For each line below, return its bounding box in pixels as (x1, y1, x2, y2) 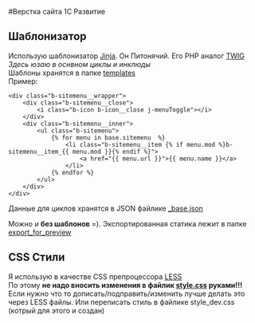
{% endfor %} (50, 168, 94, 176)
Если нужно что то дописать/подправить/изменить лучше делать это (8, 289, 245, 298)
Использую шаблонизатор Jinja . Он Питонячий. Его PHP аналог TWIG (8, 51, 245, 61)
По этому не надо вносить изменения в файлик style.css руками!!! (8, 280, 243, 290)
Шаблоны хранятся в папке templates (8, 68, 135, 77)
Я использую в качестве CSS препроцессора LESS (8, 271, 182, 282)
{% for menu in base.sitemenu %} (50, 133, 166, 142)
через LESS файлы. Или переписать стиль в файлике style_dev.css (8, 297, 235, 306)
